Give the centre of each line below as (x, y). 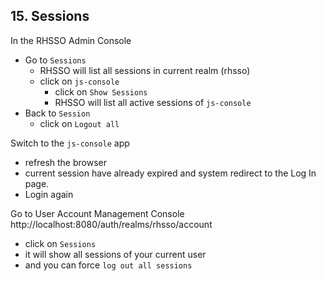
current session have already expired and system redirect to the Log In (170, 173)
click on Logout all (79, 123)
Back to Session (57, 113)
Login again (49, 194)
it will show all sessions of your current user (115, 254)
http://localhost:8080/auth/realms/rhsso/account (111, 224)
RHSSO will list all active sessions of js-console (153, 102)
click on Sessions (60, 243)
